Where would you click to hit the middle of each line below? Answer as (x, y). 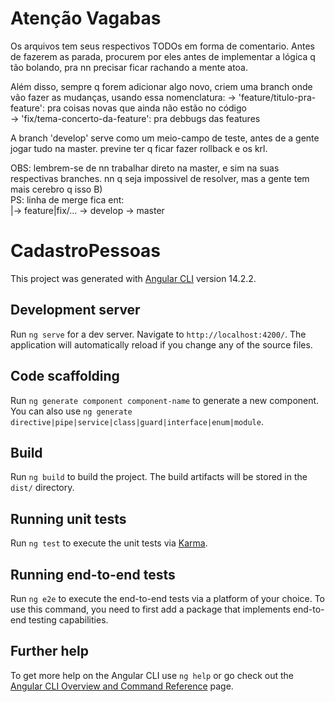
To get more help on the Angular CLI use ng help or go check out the (152, 675)
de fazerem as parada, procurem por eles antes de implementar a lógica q (163, 56)
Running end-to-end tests (93, 574)
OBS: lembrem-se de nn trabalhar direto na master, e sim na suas (145, 168)
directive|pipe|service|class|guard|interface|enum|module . (137, 421)
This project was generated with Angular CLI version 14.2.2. (133, 278)
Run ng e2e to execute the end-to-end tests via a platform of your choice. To (168, 598)
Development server (75, 310)
